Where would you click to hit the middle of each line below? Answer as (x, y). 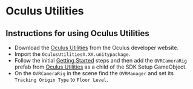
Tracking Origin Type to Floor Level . (61, 80)
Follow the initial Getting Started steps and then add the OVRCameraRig (101, 60)
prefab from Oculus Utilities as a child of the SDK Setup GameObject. (100, 67)
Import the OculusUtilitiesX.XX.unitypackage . (72, 54)
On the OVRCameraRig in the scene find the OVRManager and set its (94, 73)
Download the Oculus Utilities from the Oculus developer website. (97, 48)
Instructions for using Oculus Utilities (77, 33)
